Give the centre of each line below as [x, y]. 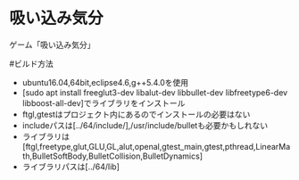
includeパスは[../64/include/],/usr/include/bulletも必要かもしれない [145, 125]
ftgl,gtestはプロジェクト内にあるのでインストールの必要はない [136, 114]
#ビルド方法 [31, 63]
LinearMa [273, 146]
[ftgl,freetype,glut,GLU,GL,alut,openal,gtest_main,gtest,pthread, [139, 146]
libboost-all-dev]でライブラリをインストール [104, 102]
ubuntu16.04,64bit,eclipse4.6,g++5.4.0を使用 [105, 82]
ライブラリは [46, 136]
